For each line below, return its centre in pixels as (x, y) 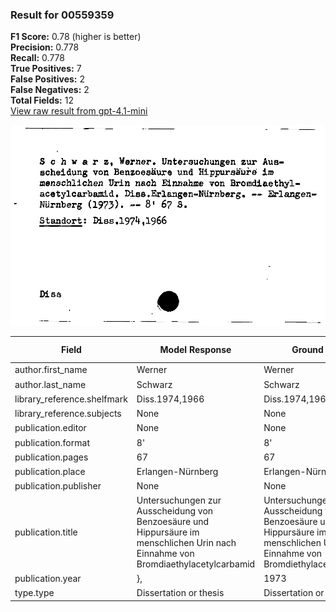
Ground (307, 350)
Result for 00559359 (62, 15)
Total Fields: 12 (42, 100)
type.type (34, 593)
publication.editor (50, 428)
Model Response (195, 350)
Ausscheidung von (175, 511)
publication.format (52, 442)
